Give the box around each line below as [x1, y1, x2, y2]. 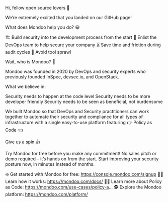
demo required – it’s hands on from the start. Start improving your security [5, 156, 159, 162]
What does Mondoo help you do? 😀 [5, 24, 80, 30]
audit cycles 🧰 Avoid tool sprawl [5, 49, 71, 55]
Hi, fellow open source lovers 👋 [5, 5, 70, 11]
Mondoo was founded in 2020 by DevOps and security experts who [5, 68, 146, 74]
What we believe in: [5, 83, 46, 89]
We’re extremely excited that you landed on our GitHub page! [5, 15, 132, 20]
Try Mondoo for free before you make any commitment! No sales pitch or [5, 151, 157, 156]
